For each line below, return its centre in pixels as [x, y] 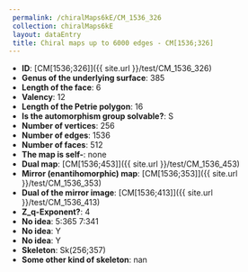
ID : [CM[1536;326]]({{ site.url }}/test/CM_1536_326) [116, 68]
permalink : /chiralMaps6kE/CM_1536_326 [87, 18]
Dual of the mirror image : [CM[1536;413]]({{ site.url [117, 193]
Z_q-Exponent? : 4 [56, 212]
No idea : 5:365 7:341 [60, 222]
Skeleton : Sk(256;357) [64, 250]
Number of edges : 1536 [66, 135]
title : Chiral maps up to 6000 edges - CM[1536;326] [113, 43]
